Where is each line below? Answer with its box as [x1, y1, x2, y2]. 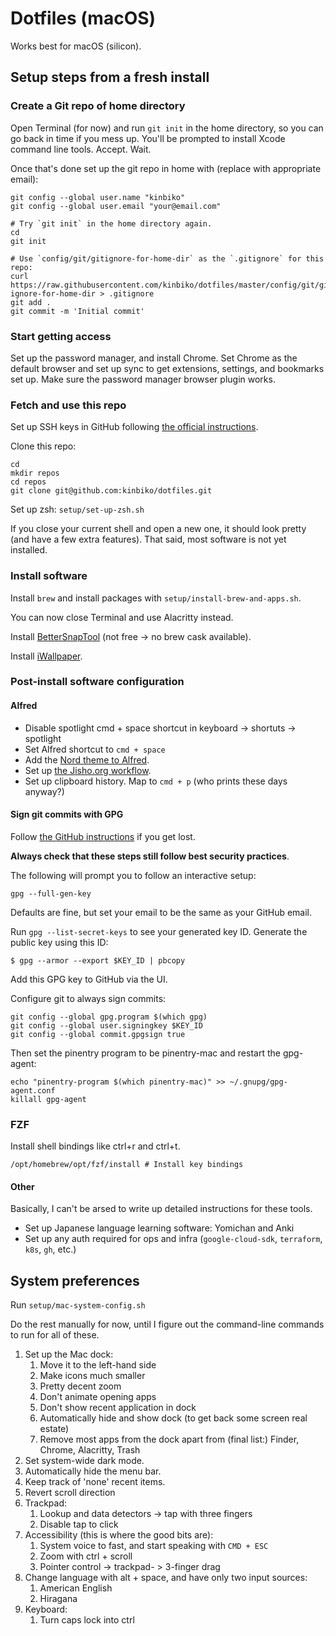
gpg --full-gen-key [10, 888, 92, 899]
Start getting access [10, 329, 112, 343]
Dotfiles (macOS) [10, 7, 157, 30]
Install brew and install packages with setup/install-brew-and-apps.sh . [10, 592, 302, 604]
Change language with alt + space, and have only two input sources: [24, 1572, 308, 1584]
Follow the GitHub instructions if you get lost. [10, 830, 196, 842]
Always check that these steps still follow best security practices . [10, 850, 290, 862]
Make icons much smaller [39, 1370, 146, 1382]
